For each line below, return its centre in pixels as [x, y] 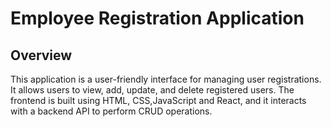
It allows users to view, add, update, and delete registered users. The [152, 90]
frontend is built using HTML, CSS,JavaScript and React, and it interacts [158, 100]
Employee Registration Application [157, 18]
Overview [41, 55]
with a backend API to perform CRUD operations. [111, 111]
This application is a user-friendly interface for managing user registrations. [166, 79]
